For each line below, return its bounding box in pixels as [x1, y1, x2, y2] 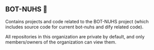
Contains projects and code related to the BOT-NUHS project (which [5, 18, 149, 24]
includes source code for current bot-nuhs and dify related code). [5, 24, 144, 30]
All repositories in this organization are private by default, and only [5, 33, 145, 39]
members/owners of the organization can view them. [5, 39, 117, 45]
